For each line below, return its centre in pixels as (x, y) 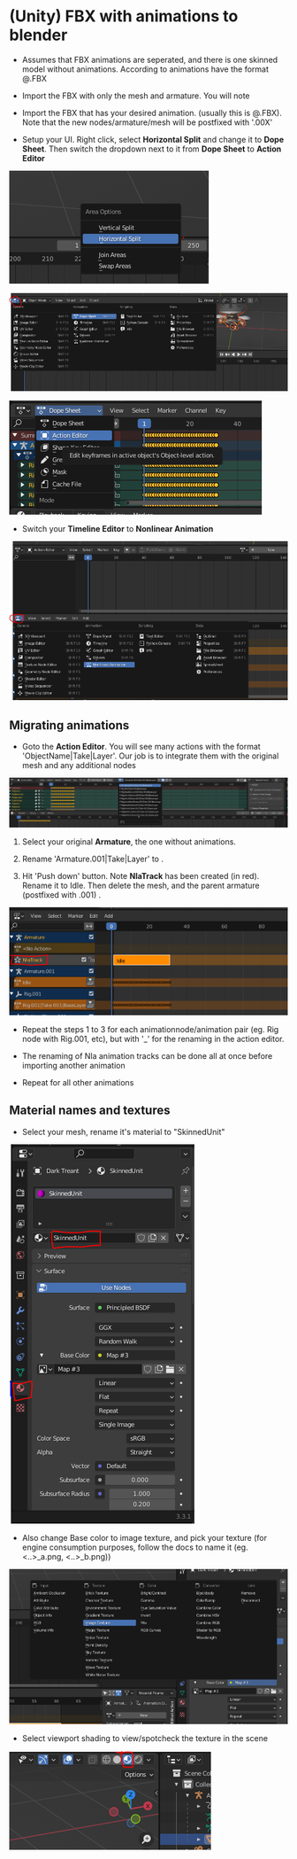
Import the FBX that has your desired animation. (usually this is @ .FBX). (152, 113)
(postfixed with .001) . (61, 895)
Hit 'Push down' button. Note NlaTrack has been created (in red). (141, 876)
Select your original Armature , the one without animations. (129, 842)
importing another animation (73, 1065)
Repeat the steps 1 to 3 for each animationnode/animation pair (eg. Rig (150, 1029)
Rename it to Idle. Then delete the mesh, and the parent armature (141, 886)
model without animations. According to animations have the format (145, 69)
